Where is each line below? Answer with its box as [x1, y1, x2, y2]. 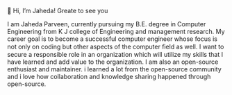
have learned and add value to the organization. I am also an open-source [7, 58, 219, 66]
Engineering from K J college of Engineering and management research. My [7, 28, 225, 35]
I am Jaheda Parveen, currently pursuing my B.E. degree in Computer [7, 20, 206, 28]
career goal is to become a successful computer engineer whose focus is [7, 35, 217, 43]
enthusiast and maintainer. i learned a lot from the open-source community [7, 65, 222, 73]
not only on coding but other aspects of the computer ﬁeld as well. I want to [7, 42, 224, 51]
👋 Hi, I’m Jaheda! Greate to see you [7, 7, 108, 15]
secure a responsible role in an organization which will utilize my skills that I [7, 51, 224, 58]
